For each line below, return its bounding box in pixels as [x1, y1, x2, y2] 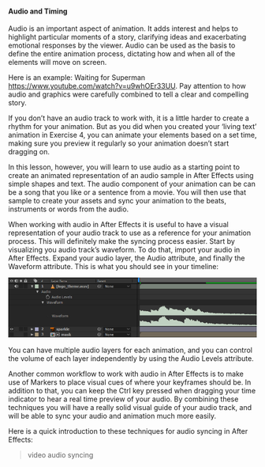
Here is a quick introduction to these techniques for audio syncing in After [8, 426, 248, 435]
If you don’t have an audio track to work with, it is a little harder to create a [8, 113, 250, 123]
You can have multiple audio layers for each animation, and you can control [8, 345, 253, 355]
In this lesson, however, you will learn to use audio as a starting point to [8, 162, 241, 172]
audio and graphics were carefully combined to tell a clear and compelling [8, 89, 249, 99]
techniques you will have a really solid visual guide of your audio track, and [8, 402, 252, 412]
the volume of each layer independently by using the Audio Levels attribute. [8, 353, 254, 363]
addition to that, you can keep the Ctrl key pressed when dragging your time [8, 385, 256, 395]
